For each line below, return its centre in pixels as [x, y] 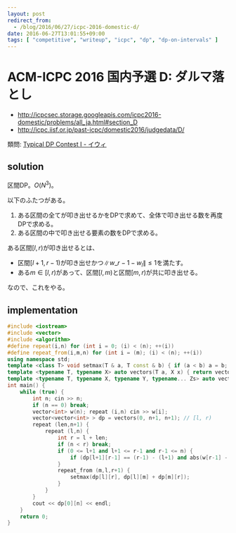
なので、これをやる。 [38, 288]
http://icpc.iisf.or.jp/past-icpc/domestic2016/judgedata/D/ [101, 130]
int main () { [26, 386]
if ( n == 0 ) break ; [61, 405]
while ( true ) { [42, 392]
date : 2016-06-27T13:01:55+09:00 [56, 33]
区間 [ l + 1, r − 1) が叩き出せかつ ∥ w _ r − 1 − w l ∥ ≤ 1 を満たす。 [102, 263]
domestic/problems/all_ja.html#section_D [78, 122]
